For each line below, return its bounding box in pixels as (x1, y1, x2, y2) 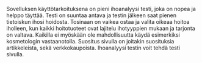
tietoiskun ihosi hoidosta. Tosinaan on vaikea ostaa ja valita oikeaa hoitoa (6, 18, 190, 25)
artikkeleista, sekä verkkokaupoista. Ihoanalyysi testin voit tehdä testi (6, 44, 180, 51)
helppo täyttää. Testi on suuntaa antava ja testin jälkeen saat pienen (6, 12, 177, 19)
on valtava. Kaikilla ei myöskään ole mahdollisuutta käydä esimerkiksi (6, 31, 180, 39)
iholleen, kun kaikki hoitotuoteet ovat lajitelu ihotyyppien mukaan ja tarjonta (6, 24, 195, 32)
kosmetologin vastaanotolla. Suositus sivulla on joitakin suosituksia (6, 38, 175, 45)
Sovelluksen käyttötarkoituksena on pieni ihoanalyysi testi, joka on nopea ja (6, 6, 197, 12)
